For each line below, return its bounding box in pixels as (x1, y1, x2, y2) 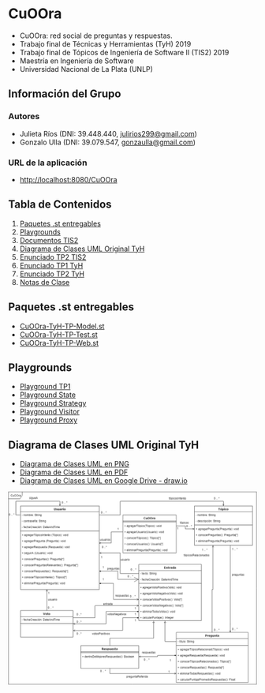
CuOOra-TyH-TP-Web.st (19, 338, 99, 347)
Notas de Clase (19, 277, 70, 287)
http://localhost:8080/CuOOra (19, 174, 118, 184)
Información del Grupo (8, 88, 121, 101)
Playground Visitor (19, 407, 80, 417)
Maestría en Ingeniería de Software (19, 56, 134, 66)
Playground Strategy (19, 399, 87, 408)
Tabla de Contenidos (8, 198, 112, 212)
